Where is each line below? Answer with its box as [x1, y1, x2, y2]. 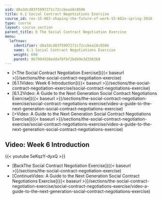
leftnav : [9, 39, 27, 44]
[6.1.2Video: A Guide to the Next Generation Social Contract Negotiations [12, 91, 157, 96]
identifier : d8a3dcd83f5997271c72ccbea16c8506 [14, 43, 109, 48]
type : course [5, 20, 31, 26]
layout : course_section [5, 25, 53, 30]
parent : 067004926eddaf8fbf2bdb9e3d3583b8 [14, 57, 101, 61]
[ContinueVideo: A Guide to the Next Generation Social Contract [12, 173, 140, 179]
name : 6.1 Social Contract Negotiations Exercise [14, 47, 116, 52]
